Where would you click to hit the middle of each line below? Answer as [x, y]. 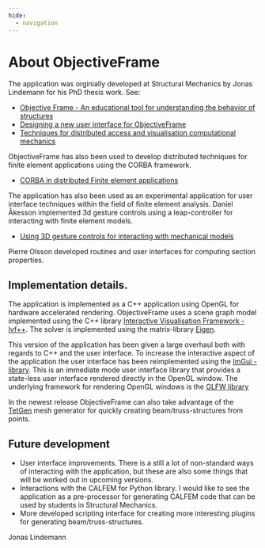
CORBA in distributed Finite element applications [99, 181]
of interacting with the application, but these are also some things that [134, 471]
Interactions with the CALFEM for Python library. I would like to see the [135, 489]
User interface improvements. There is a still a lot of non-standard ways [137, 463]
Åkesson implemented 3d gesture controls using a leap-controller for [121, 213]
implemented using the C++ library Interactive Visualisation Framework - [127, 321]
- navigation [37, 23]
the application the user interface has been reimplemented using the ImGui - [132, 362]
